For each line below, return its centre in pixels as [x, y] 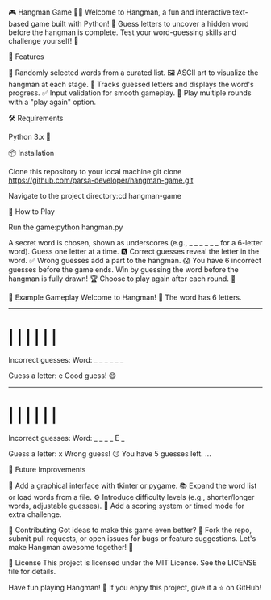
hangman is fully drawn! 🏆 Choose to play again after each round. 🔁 [122, 279]
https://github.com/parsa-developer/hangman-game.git [101, 180]
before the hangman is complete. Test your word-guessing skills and [122, 32]
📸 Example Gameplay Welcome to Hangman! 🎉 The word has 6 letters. [125, 297]
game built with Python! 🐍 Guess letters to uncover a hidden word [140, 24]
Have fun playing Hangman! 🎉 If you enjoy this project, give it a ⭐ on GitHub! [135, 587]
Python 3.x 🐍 [29, 137]
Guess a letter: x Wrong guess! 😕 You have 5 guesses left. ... [110, 453]
